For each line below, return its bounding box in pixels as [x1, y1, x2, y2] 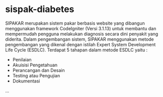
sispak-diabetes [5, 4, 74, 15]
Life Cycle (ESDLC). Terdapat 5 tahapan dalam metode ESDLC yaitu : [5, 47, 148, 53]
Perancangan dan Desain [12, 67, 65, 73]
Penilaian [12, 56, 32, 62]
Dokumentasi [12, 78, 40, 84]
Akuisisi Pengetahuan [12, 62, 58, 68]
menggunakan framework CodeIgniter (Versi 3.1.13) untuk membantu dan [5, 25, 156, 31]
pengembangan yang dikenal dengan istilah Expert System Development [5, 41, 156, 47]
